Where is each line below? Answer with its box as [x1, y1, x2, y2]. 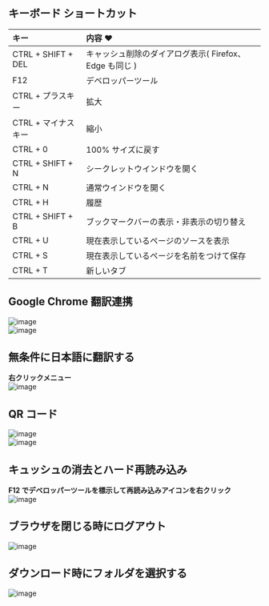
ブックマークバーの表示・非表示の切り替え [86, 216, 247, 227]
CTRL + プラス [12, 90, 67, 101]
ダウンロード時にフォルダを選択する [8, 567, 187, 580]
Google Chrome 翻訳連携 [8, 295, 134, 309]
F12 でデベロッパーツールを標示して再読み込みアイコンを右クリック [8, 486, 231, 496]
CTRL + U [12, 235, 50, 246]
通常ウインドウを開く [86, 182, 167, 193]
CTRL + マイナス [12, 117, 75, 128]
